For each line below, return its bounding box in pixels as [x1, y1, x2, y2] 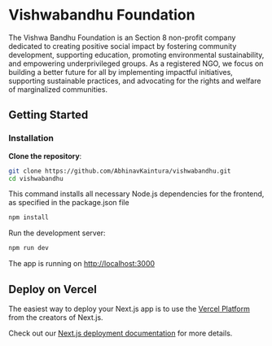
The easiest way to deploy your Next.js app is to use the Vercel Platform [8, 304, 251, 313]
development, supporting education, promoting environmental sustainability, [8, 50, 265, 59]
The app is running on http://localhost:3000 [8, 259, 156, 269]
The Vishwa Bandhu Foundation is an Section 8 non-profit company [8, 33, 236, 42]
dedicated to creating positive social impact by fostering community [8, 41, 237, 50]
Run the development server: [8, 228, 106, 238]
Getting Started [8, 108, 89, 122]
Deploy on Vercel [8, 282, 98, 296]
